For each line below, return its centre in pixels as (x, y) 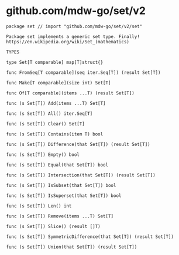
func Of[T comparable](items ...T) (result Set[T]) (70, 93)
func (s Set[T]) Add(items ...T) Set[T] (56, 103)
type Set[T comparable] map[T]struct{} (55, 62)
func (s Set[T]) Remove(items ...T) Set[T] (60, 216)
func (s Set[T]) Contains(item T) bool (55, 134)
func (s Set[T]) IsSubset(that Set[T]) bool (61, 185)
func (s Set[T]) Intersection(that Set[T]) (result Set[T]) (81, 175)
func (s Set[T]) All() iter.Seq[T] (49, 113)
